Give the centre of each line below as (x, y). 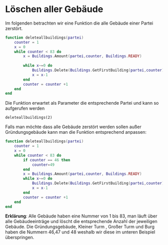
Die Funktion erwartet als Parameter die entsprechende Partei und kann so (82, 103)
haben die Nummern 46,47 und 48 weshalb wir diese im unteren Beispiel (80, 232)
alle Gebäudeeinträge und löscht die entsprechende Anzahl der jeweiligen (81, 221)
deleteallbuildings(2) (29, 118)
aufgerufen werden (25, 108)
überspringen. (20, 237)
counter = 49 (43, 165)
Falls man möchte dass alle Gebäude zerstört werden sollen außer (73, 127)
